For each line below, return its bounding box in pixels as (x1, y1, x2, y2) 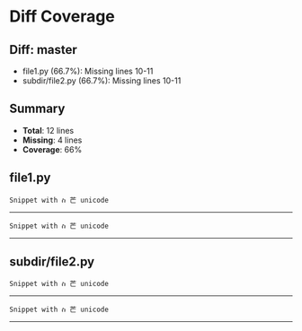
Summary (9, 101, 66, 117)
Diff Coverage (9, 6, 115, 27)
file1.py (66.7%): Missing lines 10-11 (22, 65, 154, 76)
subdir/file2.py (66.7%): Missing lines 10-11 (22, 75, 182, 86)
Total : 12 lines (22, 125, 75, 135)
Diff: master (9, 42, 78, 57)
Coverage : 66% (22, 144, 83, 154)
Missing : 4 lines (22, 135, 83, 145)
